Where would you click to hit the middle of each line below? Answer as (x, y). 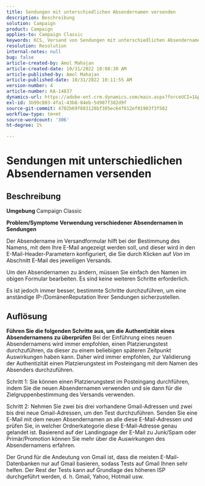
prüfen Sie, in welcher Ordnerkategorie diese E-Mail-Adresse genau (92, 426)
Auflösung (27, 316)
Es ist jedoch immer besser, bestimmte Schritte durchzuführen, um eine (96, 291)
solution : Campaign (31, 23)
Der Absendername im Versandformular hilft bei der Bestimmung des (93, 241)
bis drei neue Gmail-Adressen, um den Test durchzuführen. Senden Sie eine (102, 413)
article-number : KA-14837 (39, 91)
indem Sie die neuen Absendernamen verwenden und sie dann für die (94, 388)
